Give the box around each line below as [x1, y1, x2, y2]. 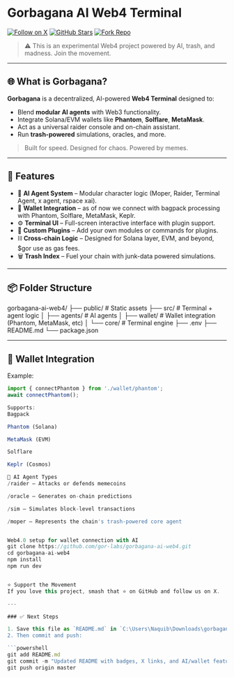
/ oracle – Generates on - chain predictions [7, 492, 132, 500]
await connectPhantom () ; [7, 392, 79, 399]
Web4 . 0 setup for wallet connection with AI [7, 536, 139, 544]
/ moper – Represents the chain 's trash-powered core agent [7, 518, 182, 525]
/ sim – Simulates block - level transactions [7, 505, 136, 513]
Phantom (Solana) [7, 423, 58, 430]
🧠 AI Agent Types [7, 473, 58, 481]
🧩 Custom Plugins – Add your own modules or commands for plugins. [17, 226, 219, 235]
